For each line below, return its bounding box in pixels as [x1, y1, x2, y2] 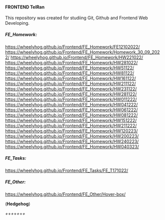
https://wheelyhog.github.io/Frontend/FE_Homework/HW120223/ [5, 128, 138, 134]
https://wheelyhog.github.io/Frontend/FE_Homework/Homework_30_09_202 [5, 49, 160, 55]
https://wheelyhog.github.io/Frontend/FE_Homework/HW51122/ [5, 65, 134, 71]
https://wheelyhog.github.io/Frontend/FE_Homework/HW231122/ [5, 86, 137, 92]
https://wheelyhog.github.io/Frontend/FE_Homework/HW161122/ [5, 76, 136, 82]
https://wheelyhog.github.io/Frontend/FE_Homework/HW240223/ [5, 138, 139, 144]
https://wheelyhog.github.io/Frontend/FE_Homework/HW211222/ [5, 123, 137, 129]
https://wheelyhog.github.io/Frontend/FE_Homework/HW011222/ [5, 96, 137, 102]
